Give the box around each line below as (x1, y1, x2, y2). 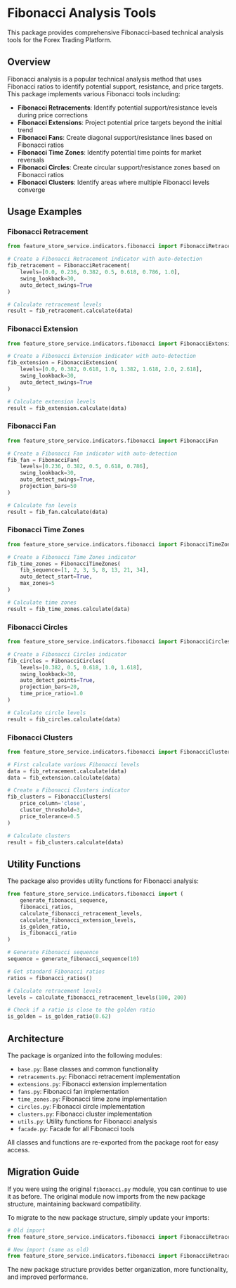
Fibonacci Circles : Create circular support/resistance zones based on (17, 163, 221, 172)
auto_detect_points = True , (20, 677, 96, 684)
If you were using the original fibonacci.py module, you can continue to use (7, 1185, 228, 1193)
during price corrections (17, 110, 88, 119)
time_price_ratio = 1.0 (20, 690, 83, 697)
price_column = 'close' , (20, 800, 86, 807)
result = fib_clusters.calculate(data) (7, 839, 124, 846)
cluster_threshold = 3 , (20, 806, 83, 813)
